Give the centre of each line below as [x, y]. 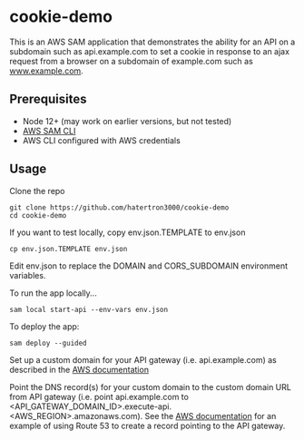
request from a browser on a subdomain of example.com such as [132, 61]
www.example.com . [46, 71]
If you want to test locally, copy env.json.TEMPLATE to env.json [127, 232]
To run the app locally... [53, 293]
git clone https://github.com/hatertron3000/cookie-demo [119, 207]
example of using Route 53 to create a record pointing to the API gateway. [147, 425]
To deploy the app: [44, 326]
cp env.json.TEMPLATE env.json [69, 249]
